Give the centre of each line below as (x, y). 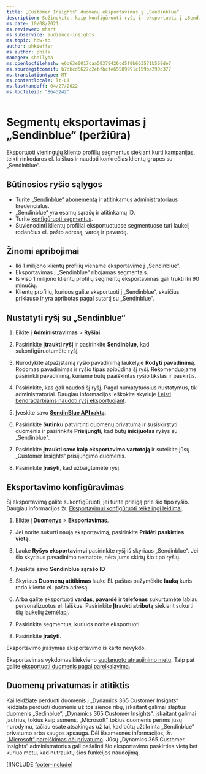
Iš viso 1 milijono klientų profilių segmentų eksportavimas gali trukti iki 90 (107, 279)
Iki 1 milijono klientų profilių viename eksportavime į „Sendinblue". (98, 266)
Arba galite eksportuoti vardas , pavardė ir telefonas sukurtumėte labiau (106, 599)
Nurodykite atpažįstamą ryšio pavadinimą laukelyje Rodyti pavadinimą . (105, 363)
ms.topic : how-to (29, 40)
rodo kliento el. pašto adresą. (52, 588)
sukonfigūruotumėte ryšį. (47, 351)
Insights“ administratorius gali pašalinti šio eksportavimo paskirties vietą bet (102, 746)
